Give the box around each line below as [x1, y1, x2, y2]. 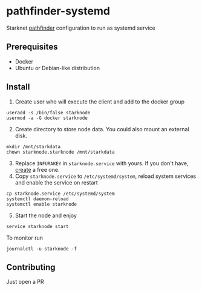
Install [6, 82, 30, 92]
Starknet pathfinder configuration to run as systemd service [6, 24, 155, 31]
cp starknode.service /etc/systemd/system [6, 191, 115, 197]
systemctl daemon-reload [6, 195, 69, 202]
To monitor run [6, 234, 44, 241]
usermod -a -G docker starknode [6, 115, 88, 121]
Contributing [6, 262, 56, 272]
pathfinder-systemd [6, 4, 111, 18]
